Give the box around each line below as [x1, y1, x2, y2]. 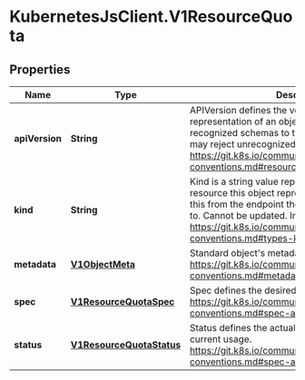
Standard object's [189, 247, 266, 259]
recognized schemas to [189, 127, 290, 139]
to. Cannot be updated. [189, 209, 288, 221]
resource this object [189, 187, 275, 199]
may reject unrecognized [189, 138, 297, 151]
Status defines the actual [189, 322, 297, 334]
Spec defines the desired [189, 284, 297, 297]
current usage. [189, 333, 252, 346]
